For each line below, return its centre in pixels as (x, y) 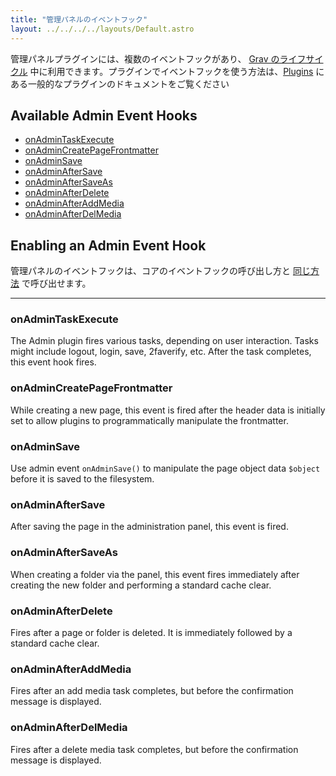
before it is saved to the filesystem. (82, 479)
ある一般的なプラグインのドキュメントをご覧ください (120, 83)
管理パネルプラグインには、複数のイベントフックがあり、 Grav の (145, 58)
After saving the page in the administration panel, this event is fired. (149, 527)
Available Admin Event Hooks (104, 115)
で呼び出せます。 (56, 283)
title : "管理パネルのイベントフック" (79, 19)
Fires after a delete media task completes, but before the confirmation (154, 749)
